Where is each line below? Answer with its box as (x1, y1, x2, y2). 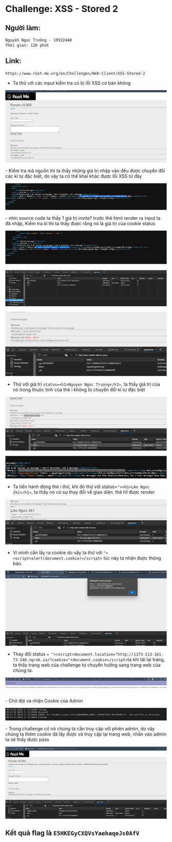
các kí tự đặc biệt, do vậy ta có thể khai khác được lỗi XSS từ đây (5, 173, 142, 179)
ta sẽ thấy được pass (5, 736, 50, 743)
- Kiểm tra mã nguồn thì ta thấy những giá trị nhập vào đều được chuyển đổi (5, 167, 165, 174)
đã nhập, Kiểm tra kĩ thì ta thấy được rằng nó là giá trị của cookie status (5, 221, 156, 227)
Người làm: (5, 24, 41, 32)
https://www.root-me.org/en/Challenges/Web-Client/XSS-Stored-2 (5, 71, 145, 76)
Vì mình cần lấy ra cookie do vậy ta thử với (12, 549, 102, 556)
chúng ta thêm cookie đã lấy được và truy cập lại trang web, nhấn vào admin (5, 731, 167, 738)
